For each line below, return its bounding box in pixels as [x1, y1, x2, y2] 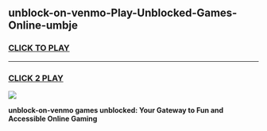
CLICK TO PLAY [8, 43, 70, 54]
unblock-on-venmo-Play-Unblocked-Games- [8, 6, 238, 20]
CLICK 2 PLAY [8, 72, 64, 83]
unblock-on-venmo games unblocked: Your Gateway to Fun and [8, 105, 224, 114]
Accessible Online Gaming [8, 114, 98, 123]
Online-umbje [8, 19, 78, 33]
